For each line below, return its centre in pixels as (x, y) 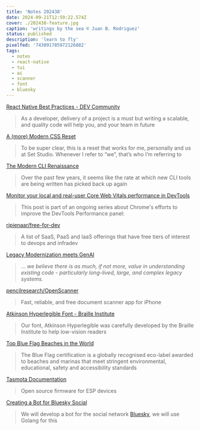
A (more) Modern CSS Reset (41, 136)
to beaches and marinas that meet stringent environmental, (93, 361)
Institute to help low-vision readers (64, 331)
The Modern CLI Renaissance (43, 166)
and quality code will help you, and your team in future (88, 125)
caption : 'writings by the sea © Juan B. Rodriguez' (73, 28)
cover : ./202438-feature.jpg (42, 23)
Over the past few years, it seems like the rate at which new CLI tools (106, 177)
